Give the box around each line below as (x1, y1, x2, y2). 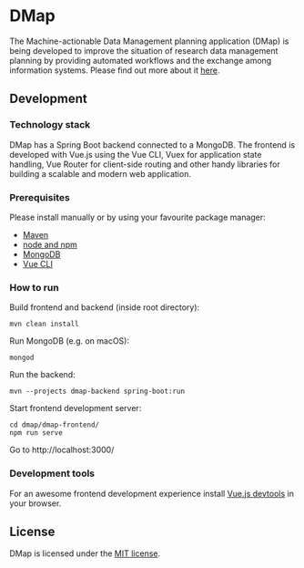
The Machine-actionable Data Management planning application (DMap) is (9, 36, 289, 46)
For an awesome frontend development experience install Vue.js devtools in (9, 488, 294, 499)
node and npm (22, 239, 77, 250)
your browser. (9, 498, 62, 509)
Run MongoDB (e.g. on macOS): (9, 336, 130, 346)
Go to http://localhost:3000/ (9, 444, 115, 456)
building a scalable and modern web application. (9, 168, 191, 179)
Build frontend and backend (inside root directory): (9, 302, 200, 313)
